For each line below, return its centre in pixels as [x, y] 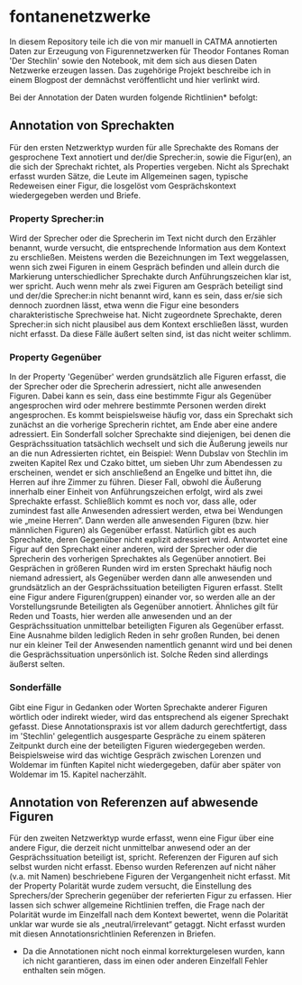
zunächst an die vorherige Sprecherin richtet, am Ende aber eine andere [143, 424]
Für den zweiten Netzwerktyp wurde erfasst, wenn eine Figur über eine [142, 838]
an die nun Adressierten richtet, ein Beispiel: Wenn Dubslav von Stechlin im [149, 453]
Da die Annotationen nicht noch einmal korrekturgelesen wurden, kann [154, 952]
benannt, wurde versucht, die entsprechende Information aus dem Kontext [148, 248]
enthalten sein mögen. [64, 971]
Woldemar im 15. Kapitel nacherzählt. [78, 774]
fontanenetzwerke [80, 17]
